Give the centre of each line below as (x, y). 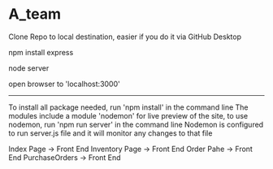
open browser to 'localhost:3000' (64, 84)
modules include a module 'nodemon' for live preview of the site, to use (128, 115)
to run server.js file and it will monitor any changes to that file (110, 133)
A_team (35, 14)
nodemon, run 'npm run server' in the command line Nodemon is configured (136, 124)
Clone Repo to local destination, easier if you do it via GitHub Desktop (125, 37)
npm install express (41, 52)
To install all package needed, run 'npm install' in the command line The (129, 107)
